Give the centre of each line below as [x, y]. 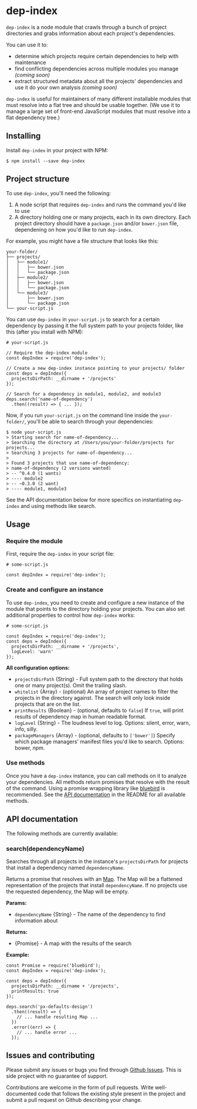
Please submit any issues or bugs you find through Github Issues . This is [94, 1070]
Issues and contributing [50, 1056]
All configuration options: [38, 667]
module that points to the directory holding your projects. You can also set [96, 609]
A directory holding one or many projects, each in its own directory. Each [103, 217]
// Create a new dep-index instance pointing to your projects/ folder [95, 368]
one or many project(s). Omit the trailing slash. [71, 685]
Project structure [38, 179]
